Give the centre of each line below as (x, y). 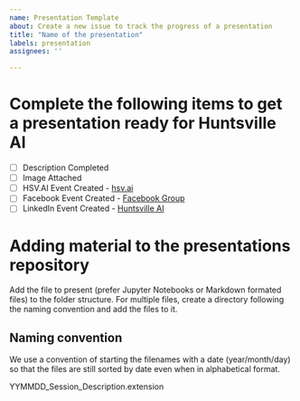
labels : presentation (50, 43)
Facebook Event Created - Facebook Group (103, 198)
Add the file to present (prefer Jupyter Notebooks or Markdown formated (145, 290)
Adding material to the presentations (150, 246)
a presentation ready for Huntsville (143, 124)
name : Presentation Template (64, 18)
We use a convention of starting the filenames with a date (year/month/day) (150, 359)
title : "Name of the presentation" (76, 34)
